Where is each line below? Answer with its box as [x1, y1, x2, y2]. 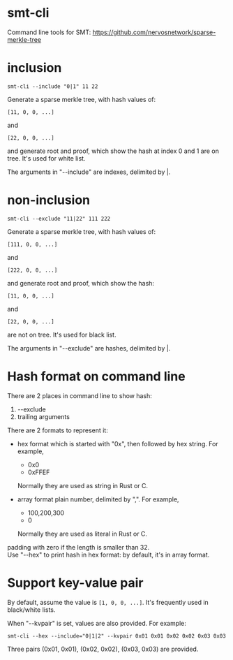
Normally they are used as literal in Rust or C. [17, 529, 148, 538]
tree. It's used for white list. [7, 154, 86, 162]
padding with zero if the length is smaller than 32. [7, 543, 150, 551]
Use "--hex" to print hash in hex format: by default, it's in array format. [7, 550, 210, 559]
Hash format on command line [7, 369, 186, 384]
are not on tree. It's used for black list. [7, 330, 116, 339]
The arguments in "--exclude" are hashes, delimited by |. [7, 344, 171, 352]
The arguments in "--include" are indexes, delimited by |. [7, 168, 171, 176]
